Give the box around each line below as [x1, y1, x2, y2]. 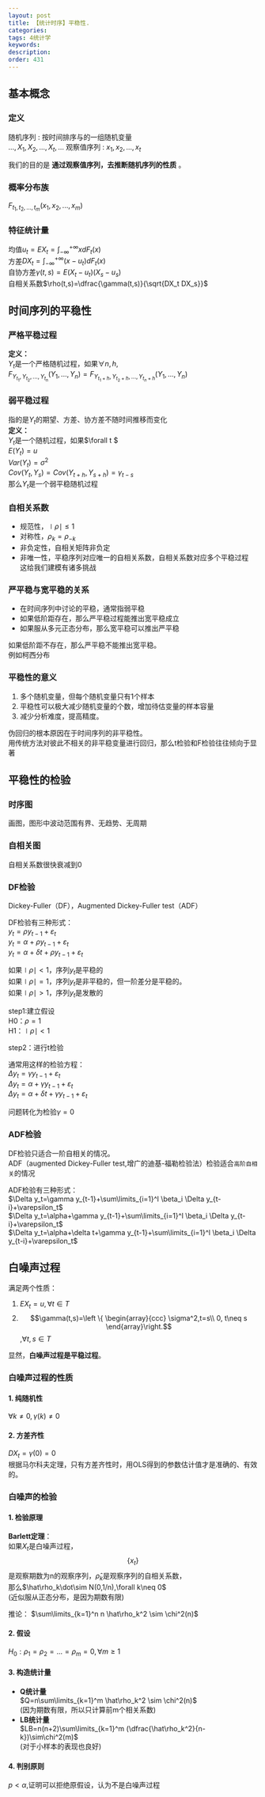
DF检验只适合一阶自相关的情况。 [8, 1148, 115, 1158]
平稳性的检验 [8, 773, 71, 787]
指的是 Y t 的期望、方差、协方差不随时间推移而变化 [8, 415, 168, 426]
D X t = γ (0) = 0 [8, 1449, 57, 1460]
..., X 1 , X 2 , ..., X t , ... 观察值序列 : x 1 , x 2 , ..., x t [8, 142, 142, 154]
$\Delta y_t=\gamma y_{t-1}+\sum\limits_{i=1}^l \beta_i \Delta [8, 1194, 205, 1204]
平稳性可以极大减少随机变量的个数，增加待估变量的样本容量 [19, 701, 214, 711]
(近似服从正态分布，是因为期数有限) [8, 1592, 125, 1602]
